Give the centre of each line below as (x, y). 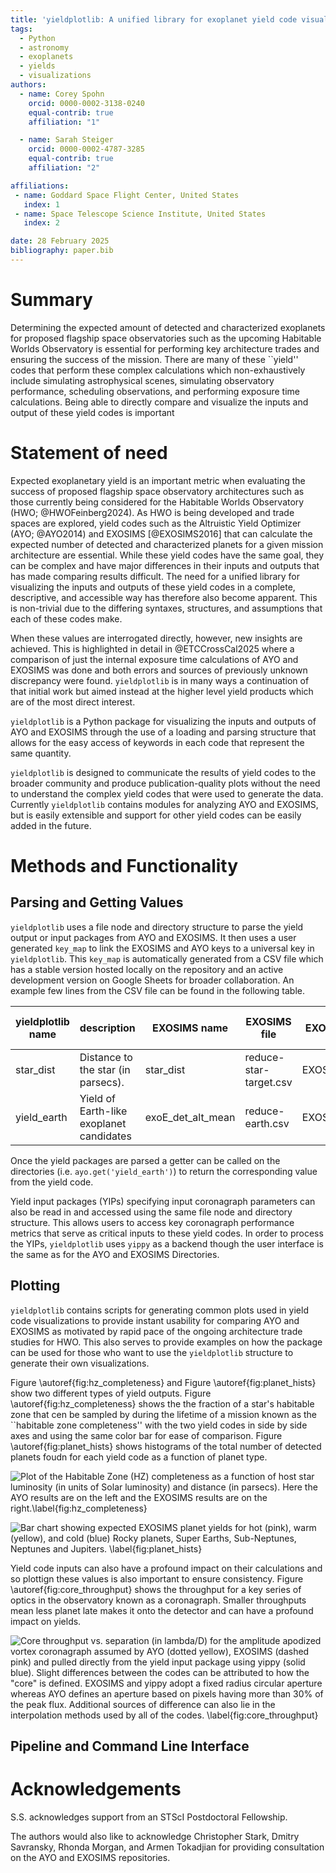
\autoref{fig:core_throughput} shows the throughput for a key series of (156, 1589)
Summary (51, 300)
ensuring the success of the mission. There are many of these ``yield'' (154, 359)
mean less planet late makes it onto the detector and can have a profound (162, 1610)
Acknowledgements (96, 1789)
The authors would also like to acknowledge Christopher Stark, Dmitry (155, 1836)
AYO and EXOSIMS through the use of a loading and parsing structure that (163, 732)
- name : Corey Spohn (62, 94)
